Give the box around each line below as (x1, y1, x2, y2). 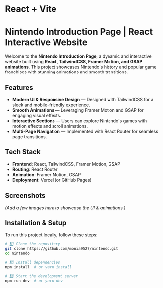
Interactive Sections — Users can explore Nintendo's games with (12, 118, 147, 124)
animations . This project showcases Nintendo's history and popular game (5, 64, 157, 70)
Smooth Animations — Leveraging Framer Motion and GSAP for (12, 107, 144, 113)
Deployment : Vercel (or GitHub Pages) (12, 177, 92, 183)
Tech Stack (5, 148, 41, 156)
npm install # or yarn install (5, 264, 72, 269)
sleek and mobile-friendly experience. (12, 102, 90, 108)
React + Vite (5, 3, 57, 15)
